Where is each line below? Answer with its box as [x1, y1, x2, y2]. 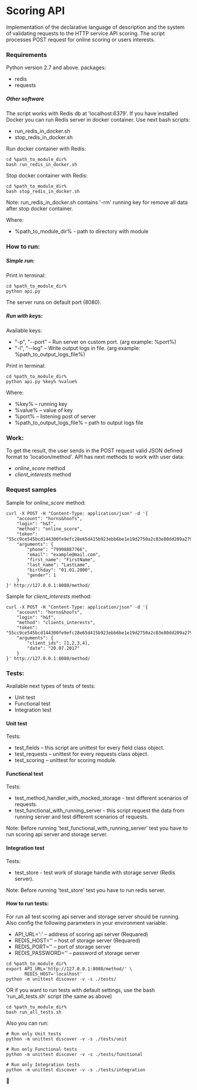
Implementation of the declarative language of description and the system [6, 24, 185, 31]
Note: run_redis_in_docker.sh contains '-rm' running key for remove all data [6, 199, 188, 206]
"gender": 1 [27, 572, 57, 578]
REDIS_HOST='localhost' [24, 971, 83, 977]
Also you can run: [6, 1019, 49, 1027]
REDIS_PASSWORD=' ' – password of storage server [14, 949, 140, 956]
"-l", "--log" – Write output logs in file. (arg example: [14, 345, 141, 352]
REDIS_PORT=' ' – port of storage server [14, 943, 111, 950]
